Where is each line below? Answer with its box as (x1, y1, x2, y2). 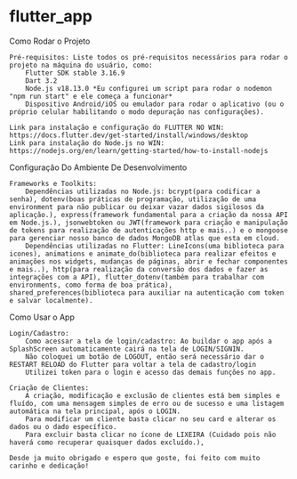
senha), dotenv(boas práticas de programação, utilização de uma (9, 194, 256, 204)
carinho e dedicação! (9, 461, 90, 470)
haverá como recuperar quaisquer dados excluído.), (9, 438, 205, 447)
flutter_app (9, 6, 93, 27)
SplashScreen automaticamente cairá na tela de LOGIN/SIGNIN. (9, 345, 245, 353)
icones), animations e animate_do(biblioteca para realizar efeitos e (9, 249, 277, 258)
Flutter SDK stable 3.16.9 (25, 69, 125, 77)
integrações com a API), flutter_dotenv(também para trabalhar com (9, 272, 265, 281)
